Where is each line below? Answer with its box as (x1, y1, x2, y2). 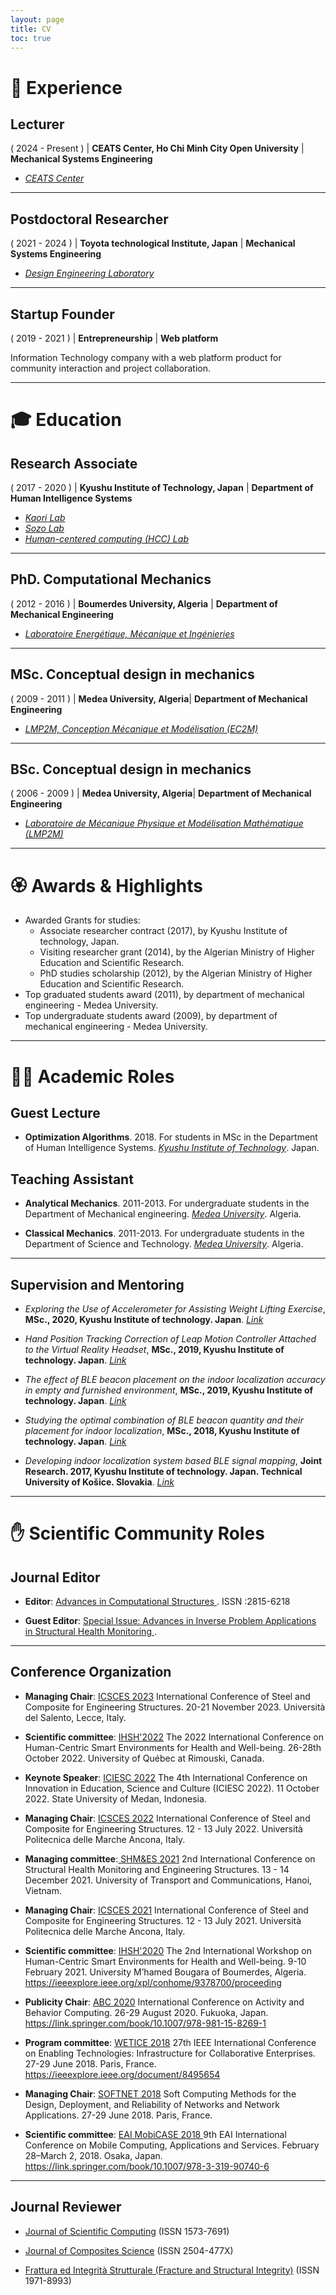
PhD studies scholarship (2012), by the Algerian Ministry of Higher (39, 967, 313, 980)
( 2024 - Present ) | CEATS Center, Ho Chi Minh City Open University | (10, 142, 305, 155)
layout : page (10, 14, 65, 25)
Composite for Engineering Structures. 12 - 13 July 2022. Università (24, 1822, 303, 1835)
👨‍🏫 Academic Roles (10, 1065, 175, 1088)
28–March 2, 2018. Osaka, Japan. (24, 2149, 163, 2161)
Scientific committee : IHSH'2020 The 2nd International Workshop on (24, 1944, 312, 1956)
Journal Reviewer (10, 2199, 122, 2216)
